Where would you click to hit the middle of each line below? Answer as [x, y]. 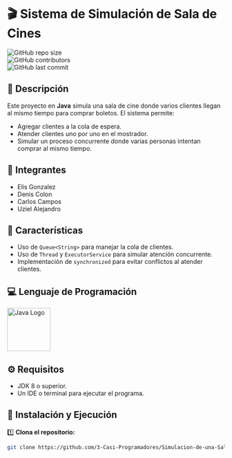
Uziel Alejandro [39, 209]
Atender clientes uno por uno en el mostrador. [83, 133]
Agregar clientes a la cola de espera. [69, 126]
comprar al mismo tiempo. [54, 148]
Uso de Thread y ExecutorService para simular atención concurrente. [115, 254]
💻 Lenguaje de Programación [72, 292]
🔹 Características [45, 230]
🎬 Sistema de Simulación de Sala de [112, 14]
